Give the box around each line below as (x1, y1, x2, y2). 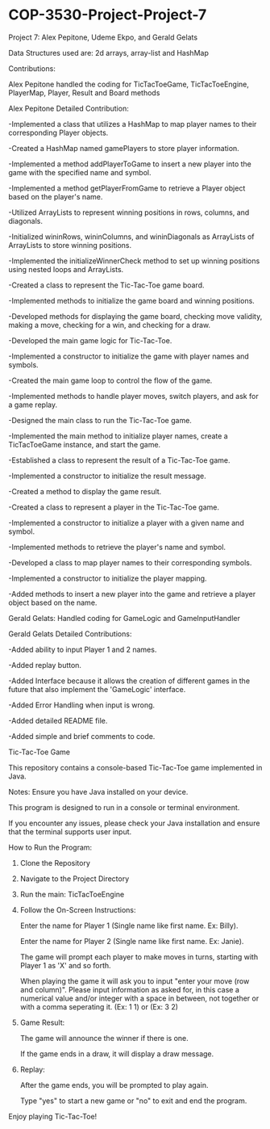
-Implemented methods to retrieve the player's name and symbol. (8, 542, 226, 552)
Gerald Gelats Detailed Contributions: (8, 628, 132, 639)
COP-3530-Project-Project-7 (8, 6, 207, 24)
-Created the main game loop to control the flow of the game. (8, 376, 213, 385)
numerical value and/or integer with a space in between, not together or (19, 993, 260, 1003)
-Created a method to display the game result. (8, 486, 162, 496)
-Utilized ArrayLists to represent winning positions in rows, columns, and (8, 208, 250, 217)
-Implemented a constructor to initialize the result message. (8, 471, 207, 481)
